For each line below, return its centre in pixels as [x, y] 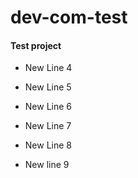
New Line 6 [48, 107]
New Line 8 [48, 145]
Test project [36, 45]
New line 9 [47, 165]
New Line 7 [48, 126]
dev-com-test [69, 17]
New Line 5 [48, 87]
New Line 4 [48, 68]
